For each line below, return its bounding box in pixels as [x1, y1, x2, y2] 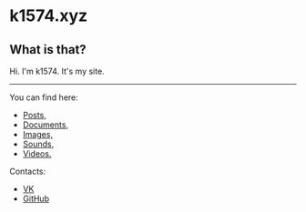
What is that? [9, 42, 87, 57]
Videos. [22, 148, 52, 159]
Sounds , [22, 138, 55, 149]
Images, [22, 129, 53, 139]
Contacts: [9, 166, 46, 177]
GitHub [22, 193, 50, 204]
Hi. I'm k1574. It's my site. [9, 66, 105, 76]
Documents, [22, 119, 69, 130]
